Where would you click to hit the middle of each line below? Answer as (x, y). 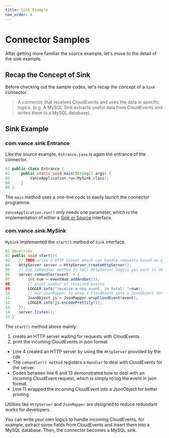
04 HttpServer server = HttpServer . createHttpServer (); (68, 265)
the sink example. (23, 59)
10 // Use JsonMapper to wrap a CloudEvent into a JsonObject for (84, 294)
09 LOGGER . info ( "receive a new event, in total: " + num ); (74, 288)
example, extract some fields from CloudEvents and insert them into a (77, 424)
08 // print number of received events (55, 284)
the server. (24, 367)
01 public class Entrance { (35, 169)
